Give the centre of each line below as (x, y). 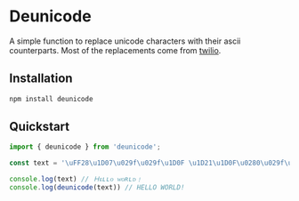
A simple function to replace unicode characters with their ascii (125, 41)
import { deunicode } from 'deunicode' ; (85, 147)
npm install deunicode (51, 99)
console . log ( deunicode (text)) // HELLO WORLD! (97, 188)
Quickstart (40, 127)
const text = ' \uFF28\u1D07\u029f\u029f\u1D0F (97, 163)
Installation (41, 79)
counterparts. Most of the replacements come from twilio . (115, 50)
